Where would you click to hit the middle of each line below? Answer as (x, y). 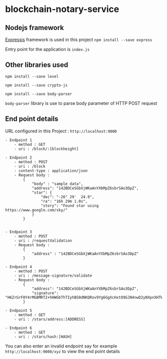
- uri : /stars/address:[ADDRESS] (50, 319)
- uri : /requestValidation (43, 241)
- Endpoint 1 (19, 140)
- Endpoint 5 (19, 311)
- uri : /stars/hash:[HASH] (43, 337)
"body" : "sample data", (57, 184)
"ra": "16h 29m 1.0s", (64, 201)
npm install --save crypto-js (37, 85)
